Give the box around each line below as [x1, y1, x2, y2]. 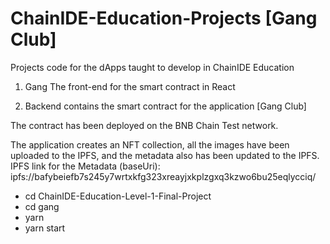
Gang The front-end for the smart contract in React [24, 80, 236, 92]
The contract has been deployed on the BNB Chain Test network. [10, 119, 279, 131]
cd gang [24, 200, 60, 212]
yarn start [24, 222, 66, 234]
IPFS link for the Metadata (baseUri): [10, 160, 161, 172]
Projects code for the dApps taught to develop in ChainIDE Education [10, 61, 295, 73]
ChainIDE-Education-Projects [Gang [10, 7, 318, 30]
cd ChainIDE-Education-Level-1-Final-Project [24, 190, 212, 202]
